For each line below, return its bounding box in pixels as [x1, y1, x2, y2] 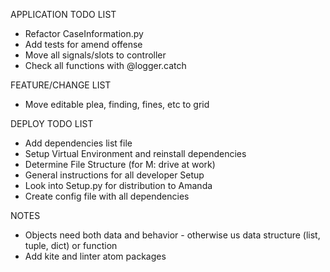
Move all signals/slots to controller [24, 49, 167, 61]
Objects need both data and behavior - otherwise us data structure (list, [24, 229, 321, 241]
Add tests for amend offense [24, 39, 143, 50]
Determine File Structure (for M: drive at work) [24, 159, 216, 170]
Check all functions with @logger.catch [24, 60, 187, 71]
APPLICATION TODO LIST [10, 9, 117, 20]
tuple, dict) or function [24, 240, 118, 251]
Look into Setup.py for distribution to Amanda [24, 180, 213, 191]
